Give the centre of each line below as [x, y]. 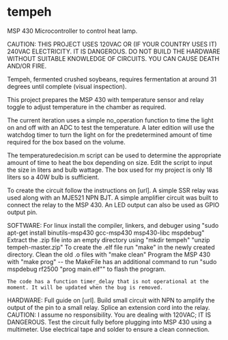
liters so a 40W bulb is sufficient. [53, 177]
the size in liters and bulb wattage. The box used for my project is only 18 [110, 170]
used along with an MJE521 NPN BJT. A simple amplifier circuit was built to [113, 197]
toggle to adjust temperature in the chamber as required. [87, 107]
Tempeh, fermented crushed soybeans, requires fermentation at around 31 [112, 79]
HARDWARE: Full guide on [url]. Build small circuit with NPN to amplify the [111, 300]
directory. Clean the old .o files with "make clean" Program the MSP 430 [109, 254]
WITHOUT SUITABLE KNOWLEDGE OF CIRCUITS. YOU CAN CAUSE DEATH [113, 58]
